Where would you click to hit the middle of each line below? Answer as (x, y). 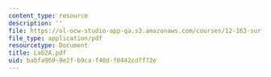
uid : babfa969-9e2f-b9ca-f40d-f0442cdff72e (83, 61)
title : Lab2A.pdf (38, 53)
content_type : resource (48, 16)
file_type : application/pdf (56, 38)
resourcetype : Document (48, 46)
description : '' (35, 23)
